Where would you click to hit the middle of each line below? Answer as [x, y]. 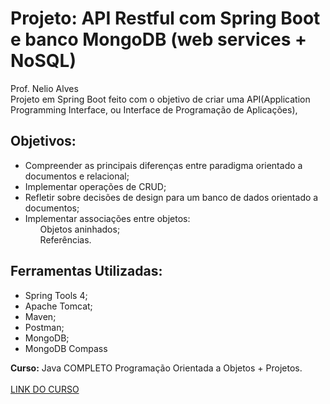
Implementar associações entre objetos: [107, 218]
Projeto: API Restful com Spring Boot [165, 18]
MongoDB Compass [66, 348]
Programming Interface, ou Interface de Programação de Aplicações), [154, 109]
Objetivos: [43, 141]
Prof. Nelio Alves [44, 88]
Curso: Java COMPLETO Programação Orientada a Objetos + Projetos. [156, 368]
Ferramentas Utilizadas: [86, 271]
